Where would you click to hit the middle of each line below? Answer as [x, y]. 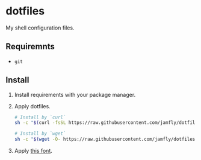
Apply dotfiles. [32, 106]
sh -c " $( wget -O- [37, 140]
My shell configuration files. [40, 28]
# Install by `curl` [40, 117]
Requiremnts [30, 47]
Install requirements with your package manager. [75, 94]
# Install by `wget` [40, 134]
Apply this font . [33, 151]
